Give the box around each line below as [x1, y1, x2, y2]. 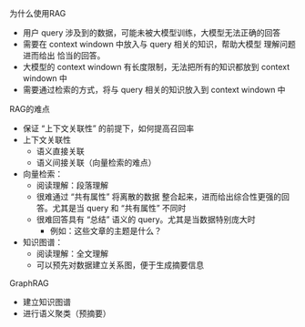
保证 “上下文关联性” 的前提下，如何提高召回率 [22, 123, 195, 134]
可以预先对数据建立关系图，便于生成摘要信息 [36, 260, 205, 271]
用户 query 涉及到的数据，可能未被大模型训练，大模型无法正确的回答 [22, 27, 281, 38]
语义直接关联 [36, 146, 85, 157]
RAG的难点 [9, 104, 50, 114]
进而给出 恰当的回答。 [22, 50, 106, 61]
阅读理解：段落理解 [36, 180, 109, 190]
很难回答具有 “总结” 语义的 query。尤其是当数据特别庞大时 [36, 214, 257, 225]
